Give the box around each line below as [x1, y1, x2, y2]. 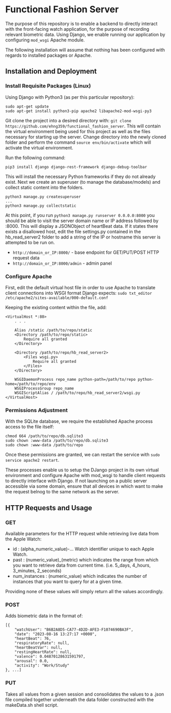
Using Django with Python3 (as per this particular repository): [5, 94, 135, 100]
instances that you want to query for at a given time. [12, 578, 123, 585]
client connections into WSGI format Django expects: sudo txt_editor [5, 290, 152, 296]
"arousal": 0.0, [14, 659, 50, 664]
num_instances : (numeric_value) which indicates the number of [12, 573, 147, 579]
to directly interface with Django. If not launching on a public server [5, 478, 147, 484]
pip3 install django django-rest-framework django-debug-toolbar [5, 164, 147, 169]
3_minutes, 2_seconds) [12, 567, 62, 574]
